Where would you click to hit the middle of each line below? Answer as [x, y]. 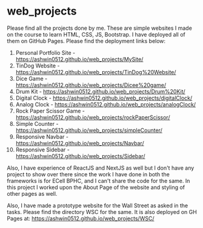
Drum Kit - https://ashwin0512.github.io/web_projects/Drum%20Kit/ [100, 91]
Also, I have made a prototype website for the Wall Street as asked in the [98, 206]
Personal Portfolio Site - [45, 52]
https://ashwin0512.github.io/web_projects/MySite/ [79, 59]
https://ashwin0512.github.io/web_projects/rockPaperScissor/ [93, 117]
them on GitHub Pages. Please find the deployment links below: [86, 41]
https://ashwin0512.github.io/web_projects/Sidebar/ [80, 156]
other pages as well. [32, 193]
